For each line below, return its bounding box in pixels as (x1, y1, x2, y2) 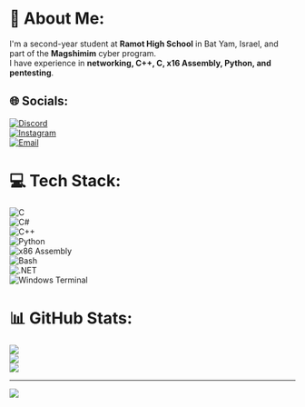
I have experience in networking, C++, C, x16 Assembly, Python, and (9, 57, 272, 68)
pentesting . (9, 67, 54, 78)
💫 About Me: (9, 8, 105, 29)
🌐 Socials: (9, 94, 69, 109)
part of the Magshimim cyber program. (9, 47, 157, 58)
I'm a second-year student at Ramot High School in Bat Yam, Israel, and (9, 38, 279, 49)
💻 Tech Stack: (9, 170, 122, 191)
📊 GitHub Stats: (9, 308, 133, 328)
